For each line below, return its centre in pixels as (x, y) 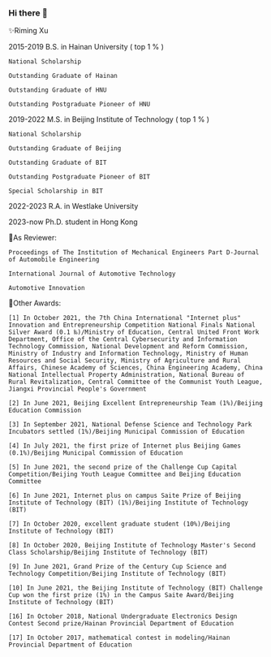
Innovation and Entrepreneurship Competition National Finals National (132, 325)
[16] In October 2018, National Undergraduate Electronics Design (123, 616)
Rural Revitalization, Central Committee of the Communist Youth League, (136, 382)
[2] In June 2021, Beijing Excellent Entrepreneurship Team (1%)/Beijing (136, 404)
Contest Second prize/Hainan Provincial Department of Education (121, 624)
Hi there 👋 (28, 13)
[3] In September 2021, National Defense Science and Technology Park (130, 425)
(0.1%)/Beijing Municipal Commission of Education (96, 453)
